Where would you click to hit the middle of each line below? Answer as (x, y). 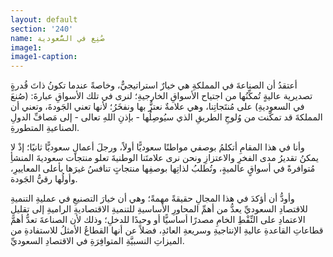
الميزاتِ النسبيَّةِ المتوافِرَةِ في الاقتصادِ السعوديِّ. (97, 241)
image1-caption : (44, 57)
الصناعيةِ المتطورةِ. (45, 128)
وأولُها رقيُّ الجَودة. (44, 179)
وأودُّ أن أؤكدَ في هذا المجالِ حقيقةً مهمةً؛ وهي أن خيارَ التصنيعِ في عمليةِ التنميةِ (152, 198)
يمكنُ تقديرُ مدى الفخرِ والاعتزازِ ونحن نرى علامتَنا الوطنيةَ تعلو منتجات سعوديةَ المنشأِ (164, 158)
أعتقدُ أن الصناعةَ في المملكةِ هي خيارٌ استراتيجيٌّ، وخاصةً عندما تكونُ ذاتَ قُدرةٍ (154, 85)
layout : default (44, 19)
